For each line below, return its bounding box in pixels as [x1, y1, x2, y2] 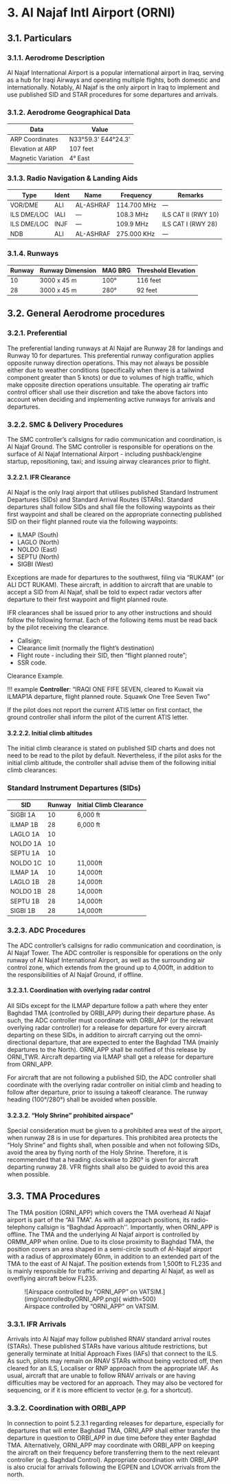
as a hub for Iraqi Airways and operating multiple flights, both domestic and [7, 76, 221, 84]
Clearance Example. [7, 672, 64, 680]
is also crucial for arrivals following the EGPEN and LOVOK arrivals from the [7, 1463, 221, 1471]
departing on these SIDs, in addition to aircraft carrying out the [7, 1031, 185, 1039]
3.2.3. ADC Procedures [7, 925, 86, 935]
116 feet [136, 277, 162, 285]
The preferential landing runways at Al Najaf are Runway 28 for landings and [7, 344, 223, 352]
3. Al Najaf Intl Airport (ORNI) [7, 5, 175, 21]
